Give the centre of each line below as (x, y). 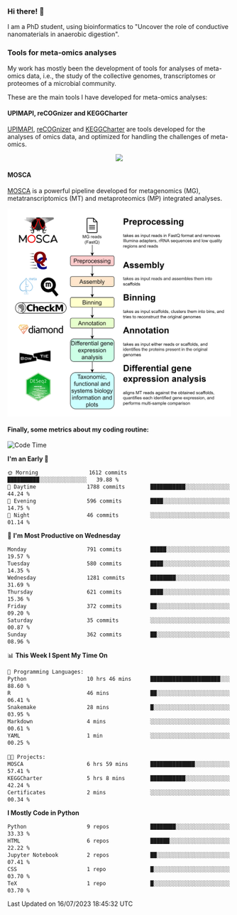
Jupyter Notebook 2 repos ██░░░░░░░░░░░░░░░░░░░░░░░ (119, 855)
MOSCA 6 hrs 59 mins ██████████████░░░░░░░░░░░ (119, 765)
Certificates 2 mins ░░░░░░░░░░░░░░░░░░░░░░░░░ (119, 793)
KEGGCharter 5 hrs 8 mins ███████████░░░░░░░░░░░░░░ (119, 779)
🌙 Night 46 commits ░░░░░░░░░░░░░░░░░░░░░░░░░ (119, 515)
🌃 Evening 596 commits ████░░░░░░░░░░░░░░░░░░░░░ (119, 501)
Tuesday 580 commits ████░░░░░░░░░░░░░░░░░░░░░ (119, 564)
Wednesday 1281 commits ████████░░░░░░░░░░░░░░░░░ (119, 578)
